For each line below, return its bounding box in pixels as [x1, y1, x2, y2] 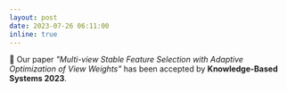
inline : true [9, 29, 58, 38]
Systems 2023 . [9, 73, 67, 84]
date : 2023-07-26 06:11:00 [9, 21, 110, 30]
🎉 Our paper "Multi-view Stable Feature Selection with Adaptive [9, 54, 243, 65]
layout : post [9, 13, 58, 22]
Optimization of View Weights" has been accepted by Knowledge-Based [9, 63, 278, 74]
